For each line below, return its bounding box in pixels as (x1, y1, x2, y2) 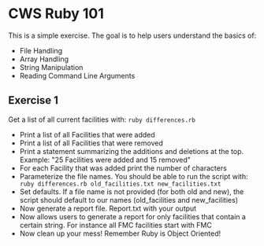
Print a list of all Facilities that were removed (19, 138, 163, 148)
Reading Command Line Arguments (19, 71, 136, 80)
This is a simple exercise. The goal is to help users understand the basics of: (8, 31, 257, 40)
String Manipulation (19, 62, 84, 72)
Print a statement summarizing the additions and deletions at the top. (19, 146, 244, 156)
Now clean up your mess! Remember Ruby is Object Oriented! (19, 229, 221, 238)
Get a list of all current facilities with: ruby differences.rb (8, 115, 195, 124)
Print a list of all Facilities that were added (19, 130, 155, 139)
